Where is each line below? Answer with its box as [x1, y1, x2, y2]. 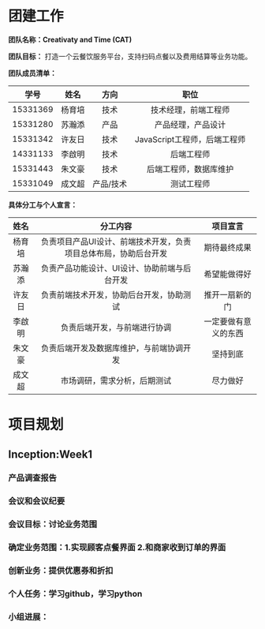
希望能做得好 [203, 268, 252, 279]
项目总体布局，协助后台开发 [64, 248, 168, 259]
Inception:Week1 [8, 447, 93, 461]
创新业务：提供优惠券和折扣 [8, 565, 114, 576]
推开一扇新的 [203, 289, 252, 300]
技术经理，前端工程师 [150, 104, 230, 115]
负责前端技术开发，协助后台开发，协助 [40, 289, 184, 300]
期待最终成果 [203, 241, 252, 253]
